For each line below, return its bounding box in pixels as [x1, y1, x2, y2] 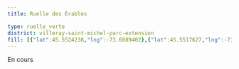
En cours [7, 56, 33, 64]
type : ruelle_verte [7, 23, 65, 30]
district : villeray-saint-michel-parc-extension [7, 30, 154, 37]
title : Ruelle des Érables [7, 10, 87, 18]
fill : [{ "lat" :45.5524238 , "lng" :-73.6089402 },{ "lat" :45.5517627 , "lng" [7, 36, 221, 43]
